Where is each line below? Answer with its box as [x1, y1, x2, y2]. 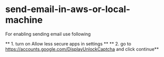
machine [5, 14, 43, 26]
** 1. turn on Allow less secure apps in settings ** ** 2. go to [5, 40, 132, 46]
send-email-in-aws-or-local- [5, 4, 130, 15]
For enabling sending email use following [5, 31, 91, 37]
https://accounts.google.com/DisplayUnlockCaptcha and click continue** [5, 46, 159, 52]
